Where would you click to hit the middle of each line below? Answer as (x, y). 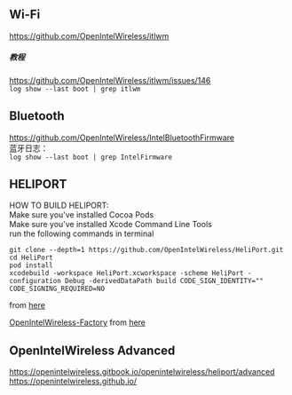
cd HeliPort (31, 258)
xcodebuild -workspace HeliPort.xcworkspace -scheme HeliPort (126, 273)
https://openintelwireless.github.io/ (73, 382)
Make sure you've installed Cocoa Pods (82, 215)
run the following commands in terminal (82, 233)
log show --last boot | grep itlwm (75, 89)
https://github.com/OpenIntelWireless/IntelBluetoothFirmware (122, 138)
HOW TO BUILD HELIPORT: (59, 205)
